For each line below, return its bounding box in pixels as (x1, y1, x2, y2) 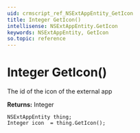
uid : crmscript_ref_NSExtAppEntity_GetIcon (7, 10, 134, 17)
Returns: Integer (7, 100, 54, 109)
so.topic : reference (7, 35, 67, 42)
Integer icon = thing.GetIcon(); (7, 120, 106, 127)
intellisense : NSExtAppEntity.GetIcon (7, 23, 118, 29)
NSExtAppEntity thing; (7, 114, 72, 121)
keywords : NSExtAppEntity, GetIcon (7, 29, 109, 36)
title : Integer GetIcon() (7, 16, 81, 23)
